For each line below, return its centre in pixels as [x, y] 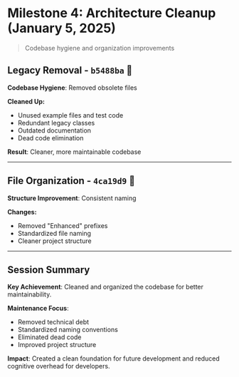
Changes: [22, 212]
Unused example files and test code [70, 115]
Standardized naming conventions [68, 330]
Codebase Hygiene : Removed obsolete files [72, 88]
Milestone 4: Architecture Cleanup [112, 13]
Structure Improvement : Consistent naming [72, 198]
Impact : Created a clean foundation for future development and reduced [114, 358]
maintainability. [30, 294]
